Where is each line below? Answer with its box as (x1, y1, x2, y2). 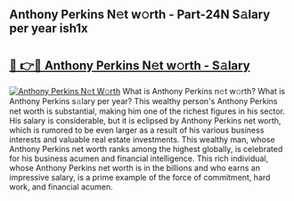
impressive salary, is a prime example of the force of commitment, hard (9, 173, 271, 182)
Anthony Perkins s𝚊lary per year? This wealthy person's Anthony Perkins (9, 96, 278, 106)
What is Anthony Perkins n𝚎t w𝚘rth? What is (122, 86, 286, 96)
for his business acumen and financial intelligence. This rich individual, (9, 153, 269, 164)
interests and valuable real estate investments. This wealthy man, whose (9, 134, 275, 145)
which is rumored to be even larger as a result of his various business (9, 125, 265, 135)
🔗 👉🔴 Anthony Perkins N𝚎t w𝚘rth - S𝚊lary (9, 58, 251, 73)
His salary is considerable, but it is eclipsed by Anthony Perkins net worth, (9, 116, 282, 125)
